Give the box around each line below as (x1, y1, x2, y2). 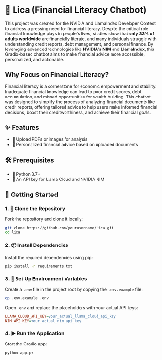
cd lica (5, 230, 21, 235)
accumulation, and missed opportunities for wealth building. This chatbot (5, 94, 151, 99)
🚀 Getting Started (5, 190, 59, 198)
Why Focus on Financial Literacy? (5, 70, 109, 79)
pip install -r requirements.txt (5, 264, 73, 269)
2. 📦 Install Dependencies (5, 242, 69, 248)
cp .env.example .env (5, 296, 49, 301)
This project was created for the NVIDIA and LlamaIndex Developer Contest (5, 20, 156, 26)
